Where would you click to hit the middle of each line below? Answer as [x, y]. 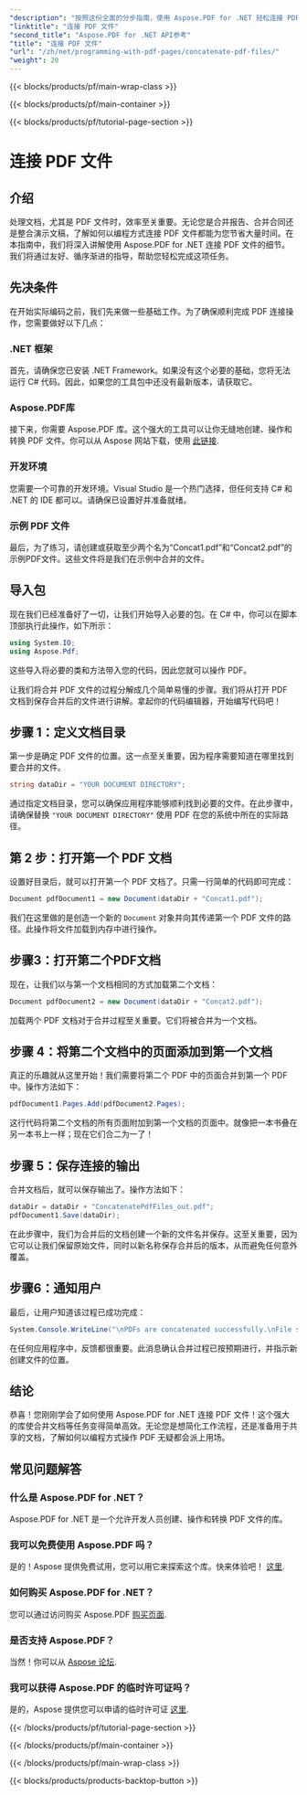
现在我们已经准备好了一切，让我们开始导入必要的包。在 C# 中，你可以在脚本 [153, 614]
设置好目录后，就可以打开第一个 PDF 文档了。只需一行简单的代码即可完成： [152, 882]
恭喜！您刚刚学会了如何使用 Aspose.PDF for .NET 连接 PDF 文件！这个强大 [150, 1415]
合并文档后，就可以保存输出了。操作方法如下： [97, 1190]
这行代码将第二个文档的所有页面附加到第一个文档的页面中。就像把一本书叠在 [153, 1123]
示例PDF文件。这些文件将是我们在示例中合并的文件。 [110, 559]
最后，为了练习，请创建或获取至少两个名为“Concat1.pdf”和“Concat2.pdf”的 [151, 547]
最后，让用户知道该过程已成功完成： [78, 1312]
